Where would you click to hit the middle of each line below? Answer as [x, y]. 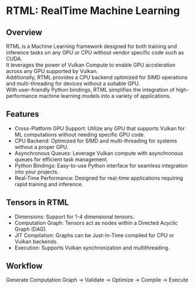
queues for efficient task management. [61, 159]
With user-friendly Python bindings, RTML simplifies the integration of [90, 90]
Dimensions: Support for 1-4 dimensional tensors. [74, 217]
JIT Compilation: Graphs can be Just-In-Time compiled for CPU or [94, 235]
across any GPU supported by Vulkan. [52, 71]
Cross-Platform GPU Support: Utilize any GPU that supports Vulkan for [100, 128]
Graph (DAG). [31, 229]
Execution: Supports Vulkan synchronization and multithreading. [92, 248]
